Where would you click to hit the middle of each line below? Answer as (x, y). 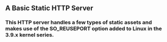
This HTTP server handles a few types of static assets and (79, 22)
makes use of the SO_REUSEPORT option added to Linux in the (84, 28)
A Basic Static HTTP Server (49, 8)
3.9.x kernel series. (30, 35)
